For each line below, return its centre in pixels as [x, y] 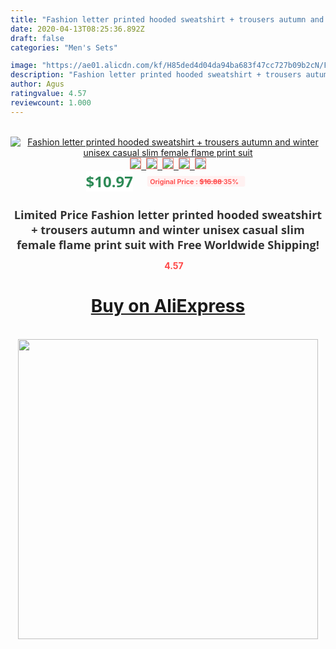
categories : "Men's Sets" [64, 47]
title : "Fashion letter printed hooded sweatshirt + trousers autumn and [167, 19]
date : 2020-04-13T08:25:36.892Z [77, 29]
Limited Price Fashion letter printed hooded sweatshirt [168, 214]
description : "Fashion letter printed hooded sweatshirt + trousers [156, 75]
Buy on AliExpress [168, 306]
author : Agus [37, 84]
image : [24, 66]
